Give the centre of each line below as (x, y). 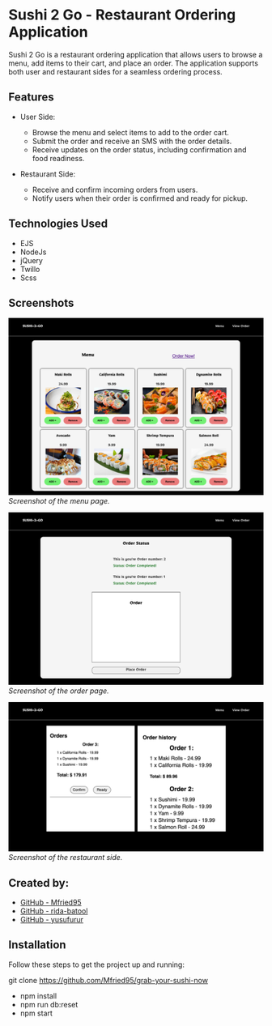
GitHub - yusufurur (51, 920)
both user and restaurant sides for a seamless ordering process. (115, 71)
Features (31, 98)
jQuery (31, 260)
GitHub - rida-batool (54, 911)
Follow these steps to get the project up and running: (96, 964)
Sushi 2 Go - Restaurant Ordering (122, 15)
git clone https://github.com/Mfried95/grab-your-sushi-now (108, 980)
